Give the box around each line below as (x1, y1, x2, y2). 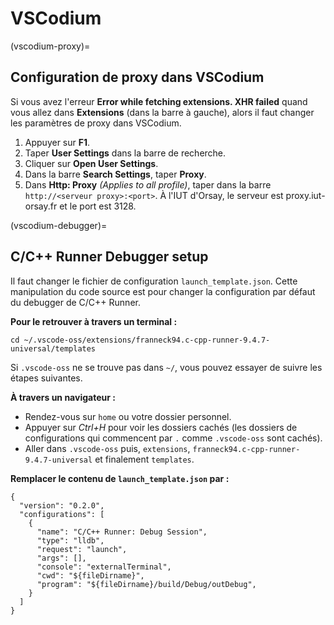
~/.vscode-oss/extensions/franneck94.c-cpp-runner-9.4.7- (23, 335, 271, 345)
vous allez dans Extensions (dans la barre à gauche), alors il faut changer (10, 106, 315, 118)
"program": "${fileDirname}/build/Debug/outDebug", (36, 579, 257, 589)
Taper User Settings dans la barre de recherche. (24, 147, 227, 159)
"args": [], (36, 553, 87, 563)
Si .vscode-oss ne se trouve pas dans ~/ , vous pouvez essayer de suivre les (10, 361, 323, 373)
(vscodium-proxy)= (10, 40, 91, 52)
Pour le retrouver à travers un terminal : (10, 315, 178, 327)
